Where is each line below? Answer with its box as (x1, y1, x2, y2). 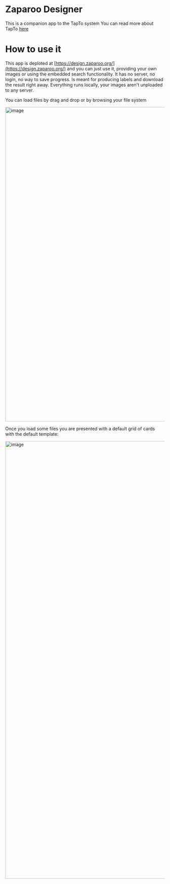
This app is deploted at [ (5, 60, 56, 66)
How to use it (5, 44, 62, 55)
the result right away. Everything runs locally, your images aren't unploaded (5, 82, 163, 88)
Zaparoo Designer (5, 4, 83, 15)
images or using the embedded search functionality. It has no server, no (5, 71, 155, 77)
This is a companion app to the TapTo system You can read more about (5, 20, 154, 26)
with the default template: (5, 431, 59, 437)
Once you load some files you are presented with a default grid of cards (5, 426, 155, 432)
